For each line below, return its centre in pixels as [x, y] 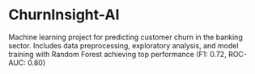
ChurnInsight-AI [64, 15]
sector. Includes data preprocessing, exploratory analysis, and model [123, 45]
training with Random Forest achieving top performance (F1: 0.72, [117, 54]
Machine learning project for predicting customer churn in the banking [125, 37]
